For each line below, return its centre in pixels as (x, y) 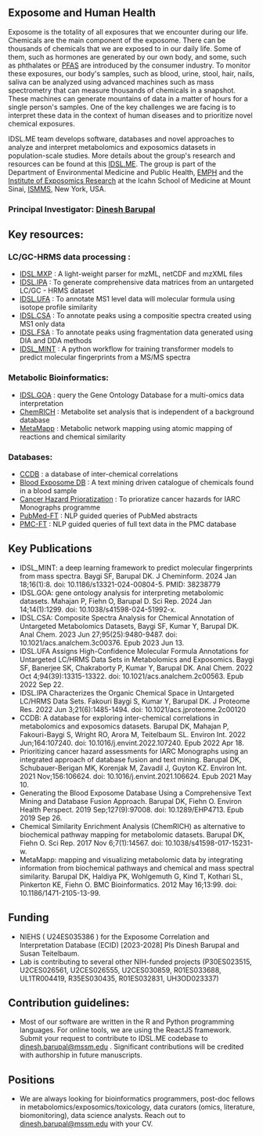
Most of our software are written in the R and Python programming (127, 1022)
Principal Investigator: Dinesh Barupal (82, 209)
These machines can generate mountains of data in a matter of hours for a (128, 98)
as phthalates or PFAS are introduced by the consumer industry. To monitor (130, 65)
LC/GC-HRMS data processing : (69, 257)
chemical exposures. (42, 123)
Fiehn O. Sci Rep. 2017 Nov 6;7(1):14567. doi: (91, 842)
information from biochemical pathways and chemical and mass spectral (137, 868)
